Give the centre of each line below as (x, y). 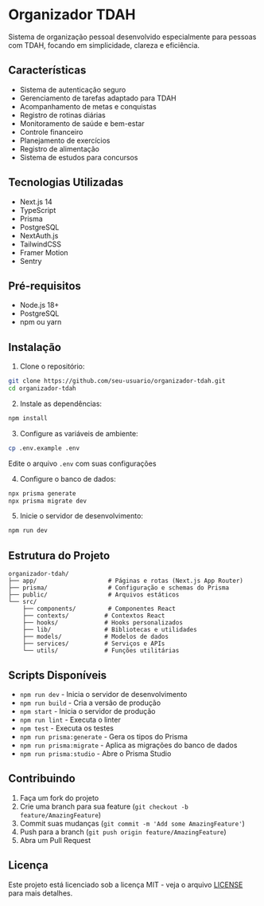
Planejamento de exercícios (65, 140)
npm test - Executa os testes (66, 728)
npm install (28, 418)
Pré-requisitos (45, 286)
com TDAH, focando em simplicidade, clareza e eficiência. (104, 45)
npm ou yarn (41, 322)
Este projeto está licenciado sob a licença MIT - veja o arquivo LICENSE (126, 884)
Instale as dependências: (60, 404)
